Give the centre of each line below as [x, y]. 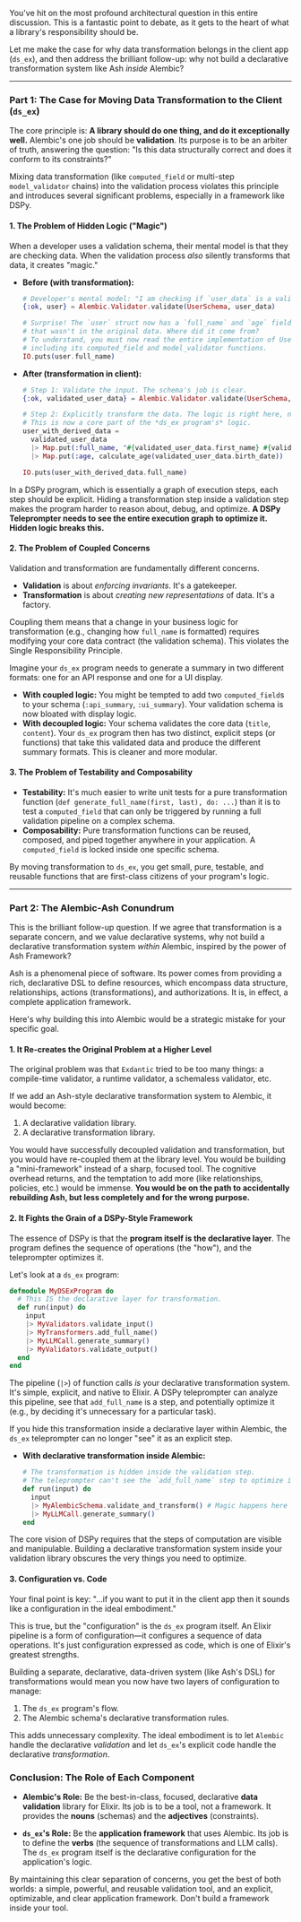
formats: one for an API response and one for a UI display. [116, 677]
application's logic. [57, 1861]
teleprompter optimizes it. [57, 1257]
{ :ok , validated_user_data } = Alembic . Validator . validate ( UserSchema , [157, 398]
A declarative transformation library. [89, 1132]
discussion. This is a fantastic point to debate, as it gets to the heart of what [149, 22]
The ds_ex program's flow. [70, 1708]
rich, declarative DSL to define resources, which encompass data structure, [149, 983]
